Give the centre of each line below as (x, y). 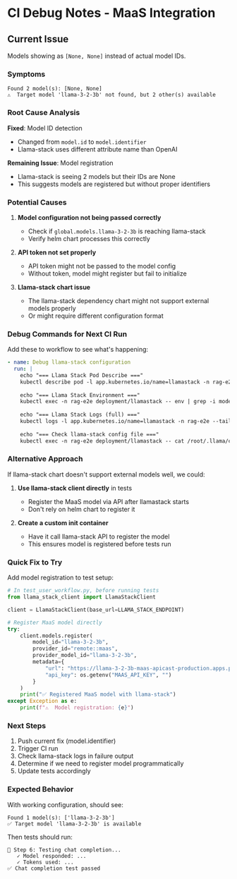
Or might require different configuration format (96, 316)
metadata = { (49, 662)
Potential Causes (37, 202)
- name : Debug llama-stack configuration (69, 362)
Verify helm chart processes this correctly (89, 238)
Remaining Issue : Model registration (61, 163)
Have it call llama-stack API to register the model (99, 536)
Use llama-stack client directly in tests (75, 488)
